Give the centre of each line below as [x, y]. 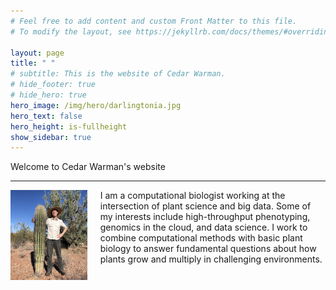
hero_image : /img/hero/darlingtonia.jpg [96, 105]
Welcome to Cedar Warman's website [88, 167]
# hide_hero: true [48, 95]
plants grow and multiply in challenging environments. [211, 259]
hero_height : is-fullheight [69, 126]
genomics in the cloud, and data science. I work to [203, 227]
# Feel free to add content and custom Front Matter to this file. [154, 21]
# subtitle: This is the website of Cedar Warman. [118, 74]
